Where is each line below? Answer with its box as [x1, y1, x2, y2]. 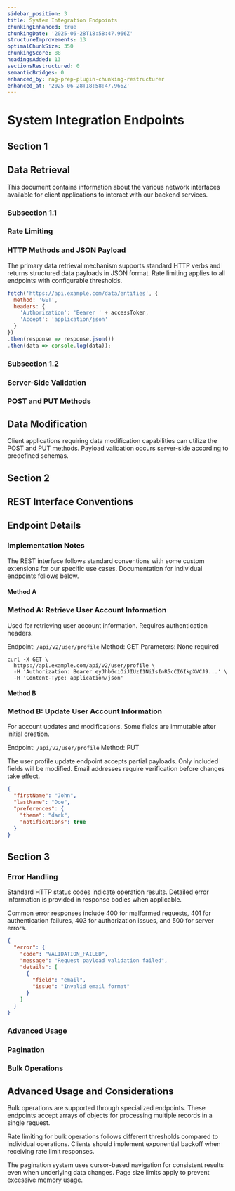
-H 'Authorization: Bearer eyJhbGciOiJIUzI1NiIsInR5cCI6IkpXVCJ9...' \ [13, 668, 228, 675]
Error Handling [7, 871, 58, 881]
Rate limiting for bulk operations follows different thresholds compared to [7, 1132, 219, 1141]
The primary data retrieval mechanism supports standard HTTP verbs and [7, 261, 221, 270]
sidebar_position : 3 [7, 10, 68, 18]
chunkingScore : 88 [7, 50, 61, 57]
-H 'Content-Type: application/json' [13, 674, 124, 681]
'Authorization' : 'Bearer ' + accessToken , [20, 310, 149, 317]
